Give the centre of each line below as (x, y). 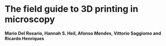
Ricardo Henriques (24, 38)
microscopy (30, 19)
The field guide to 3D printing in (72, 9)
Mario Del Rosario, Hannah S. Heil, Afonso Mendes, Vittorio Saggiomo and (83, 33)
